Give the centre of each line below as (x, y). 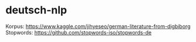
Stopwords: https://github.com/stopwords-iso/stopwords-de (79, 32)
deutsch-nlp (36, 10)
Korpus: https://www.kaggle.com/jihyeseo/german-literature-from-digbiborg (98, 26)
